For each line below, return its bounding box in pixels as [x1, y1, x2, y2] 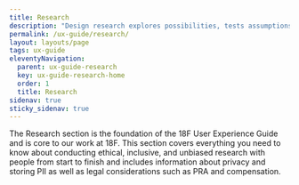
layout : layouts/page [9, 37, 90, 47]
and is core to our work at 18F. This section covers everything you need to [9, 138, 281, 149]
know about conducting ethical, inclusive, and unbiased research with [9, 148, 265, 158]
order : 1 [17, 79, 50, 88]
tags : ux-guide [9, 46, 66, 55]
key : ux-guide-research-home [17, 71, 125, 80]
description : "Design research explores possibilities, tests [9, 21, 245, 30]
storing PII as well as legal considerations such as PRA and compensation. [9, 166, 282, 177]
